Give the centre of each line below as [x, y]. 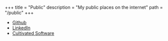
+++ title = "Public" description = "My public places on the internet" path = [84, 7]
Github [19, 23]
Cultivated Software [33, 33]
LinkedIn [21, 28]
